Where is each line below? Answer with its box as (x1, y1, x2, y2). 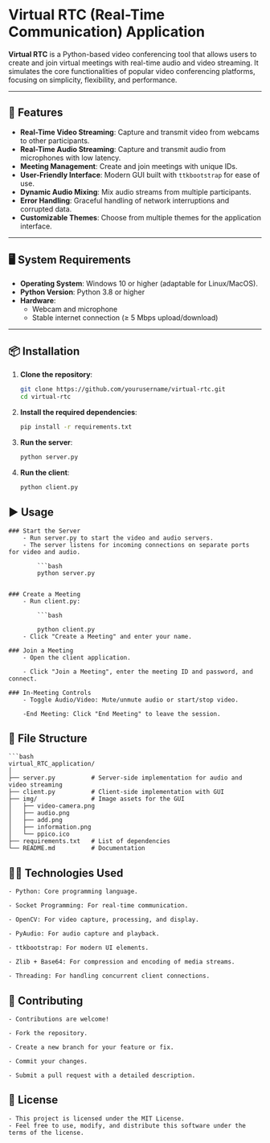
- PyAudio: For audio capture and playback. (8, 930, 160, 938)
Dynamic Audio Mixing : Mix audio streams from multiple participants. (19, 187, 252, 196)
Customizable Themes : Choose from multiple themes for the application (19, 212, 261, 222)
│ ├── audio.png (8, 809, 70, 817)
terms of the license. (8, 1129, 84, 1137)
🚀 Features (8, 106, 63, 120)
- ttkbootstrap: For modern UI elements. (8, 944, 149, 952)
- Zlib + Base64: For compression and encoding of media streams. (8, 958, 235, 966)
